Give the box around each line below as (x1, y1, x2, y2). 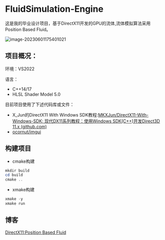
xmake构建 (12, 187, 35, 193)
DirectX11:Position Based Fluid (5, 229, 66, 235)
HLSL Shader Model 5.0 (12, 91, 61, 97)
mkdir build (5, 168, 30, 173)
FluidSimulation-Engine (5, 3, 103, 15)
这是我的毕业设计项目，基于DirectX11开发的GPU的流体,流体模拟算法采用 (5, 20, 151, 26)
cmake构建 (12, 158, 35, 164)
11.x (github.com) (12, 123, 47, 129)
